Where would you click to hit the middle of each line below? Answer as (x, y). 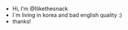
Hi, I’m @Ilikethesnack (40, 9)
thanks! (21, 21)
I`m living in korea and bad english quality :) (67, 15)
